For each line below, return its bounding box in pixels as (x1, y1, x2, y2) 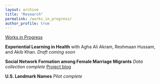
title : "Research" (5, 12, 43, 17)
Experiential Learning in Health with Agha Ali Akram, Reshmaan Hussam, (5, 44, 156, 50)
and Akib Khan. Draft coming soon (5, 49, 76, 55)
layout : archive (5, 7, 39, 12)
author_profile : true (5, 21, 50, 26)
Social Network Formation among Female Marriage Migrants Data (5, 58, 143, 64)
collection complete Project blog (5, 64, 71, 70)
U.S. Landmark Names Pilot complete (5, 73, 83, 79)
